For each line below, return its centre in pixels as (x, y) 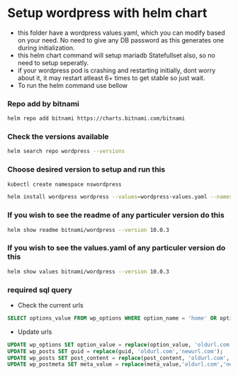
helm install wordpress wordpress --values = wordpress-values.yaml (107, 197)
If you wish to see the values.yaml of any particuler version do (117, 248)
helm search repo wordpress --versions (66, 151)
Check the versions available (58, 137)
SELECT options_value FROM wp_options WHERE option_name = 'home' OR (112, 318)
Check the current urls (50, 305)
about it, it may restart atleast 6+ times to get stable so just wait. (111, 78)
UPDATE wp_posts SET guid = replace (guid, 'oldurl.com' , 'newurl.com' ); (115, 351)
